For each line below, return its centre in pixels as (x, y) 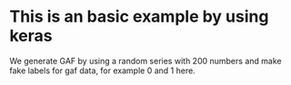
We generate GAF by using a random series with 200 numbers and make (145, 61)
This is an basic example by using (139, 17)
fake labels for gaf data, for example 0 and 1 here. (102, 71)
